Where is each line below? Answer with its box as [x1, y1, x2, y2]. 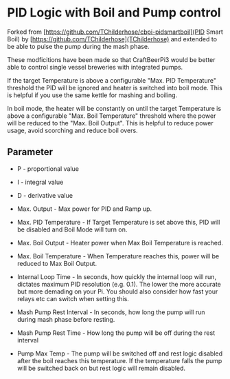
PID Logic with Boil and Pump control [7, 5, 221, 21]
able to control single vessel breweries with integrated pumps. [7, 63, 183, 71]
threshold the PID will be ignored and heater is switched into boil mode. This [7, 83, 223, 92]
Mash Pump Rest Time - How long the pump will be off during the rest [16, 329, 216, 337]
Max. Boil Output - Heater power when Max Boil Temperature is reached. [16, 238, 223, 247]
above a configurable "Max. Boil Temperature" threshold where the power [7, 112, 216, 120]
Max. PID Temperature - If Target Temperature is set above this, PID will [16, 218, 220, 226]
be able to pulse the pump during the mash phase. [7, 42, 150, 50]
